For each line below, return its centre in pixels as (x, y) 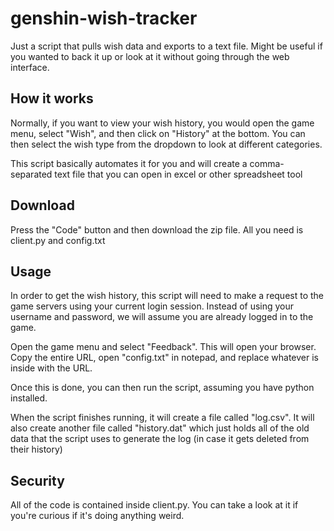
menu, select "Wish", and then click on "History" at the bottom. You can (158, 133)
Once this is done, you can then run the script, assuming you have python (162, 388)
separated (31, 174)
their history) (36, 449)
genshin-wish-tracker (104, 18)
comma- (267, 163)
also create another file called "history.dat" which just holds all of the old (160, 428)
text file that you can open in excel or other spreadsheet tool (178, 174)
